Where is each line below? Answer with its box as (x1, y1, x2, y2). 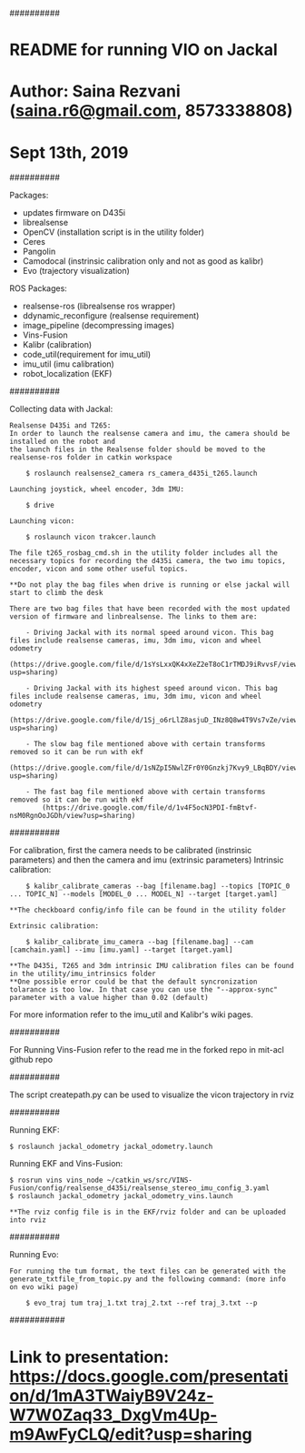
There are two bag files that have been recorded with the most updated (9, 604, 290, 613)
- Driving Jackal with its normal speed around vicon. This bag (25, 628, 274, 638)
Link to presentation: (9, 1347, 170, 1367)
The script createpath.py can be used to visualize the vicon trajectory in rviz (9, 1089, 295, 1100)
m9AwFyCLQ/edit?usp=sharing (9, 1424, 252, 1445)
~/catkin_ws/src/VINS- (106, 1176, 193, 1186)
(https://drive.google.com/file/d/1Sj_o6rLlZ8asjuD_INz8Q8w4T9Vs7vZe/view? (9, 716, 302, 725)
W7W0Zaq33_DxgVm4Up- (9, 1405, 218, 1425)
